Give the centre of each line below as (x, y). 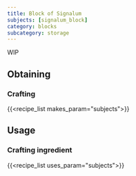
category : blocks (32, 26)
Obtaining (29, 74)
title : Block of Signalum (44, 13)
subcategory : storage (38, 33)
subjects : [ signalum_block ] (48, 20)
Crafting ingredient (40, 150)
